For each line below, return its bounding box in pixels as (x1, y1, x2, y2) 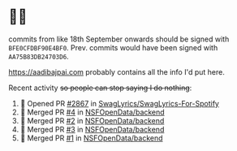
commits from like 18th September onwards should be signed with (8, 34, 230, 44)
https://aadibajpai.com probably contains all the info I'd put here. (8, 67, 225, 76)
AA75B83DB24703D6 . (8, 51, 69, 61)
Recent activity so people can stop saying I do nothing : (8, 83, 192, 93)
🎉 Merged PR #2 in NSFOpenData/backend (19, 115, 165, 125)
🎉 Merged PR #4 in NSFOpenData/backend (19, 107, 165, 117)
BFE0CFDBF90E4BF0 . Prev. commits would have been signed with (8, 42, 218, 52)
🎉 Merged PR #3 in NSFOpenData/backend (19, 124, 165, 134)
